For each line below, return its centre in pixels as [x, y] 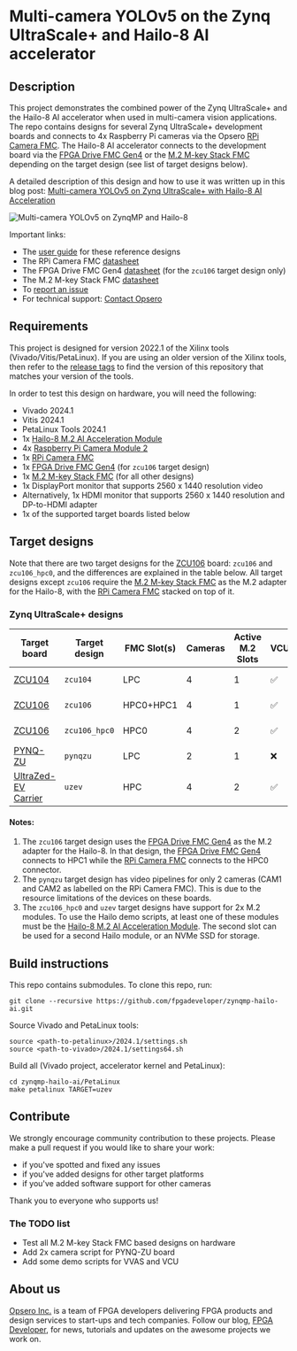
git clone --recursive [51, 1001]
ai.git [21, 1008]
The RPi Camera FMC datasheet [80, 261]
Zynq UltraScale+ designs [66, 614]
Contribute [40, 1117]
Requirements [49, 326]
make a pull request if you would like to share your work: [112, 1147]
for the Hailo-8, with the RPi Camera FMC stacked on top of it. [122, 591]
